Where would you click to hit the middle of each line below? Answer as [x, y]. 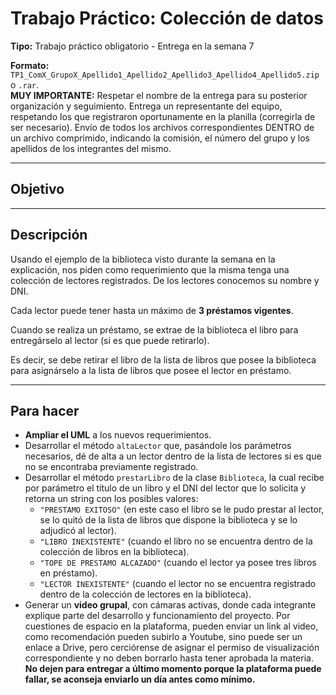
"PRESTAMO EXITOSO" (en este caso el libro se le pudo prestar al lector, [182, 509]
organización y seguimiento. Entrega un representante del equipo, [146, 106]
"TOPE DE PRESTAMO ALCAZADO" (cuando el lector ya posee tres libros [178, 563]
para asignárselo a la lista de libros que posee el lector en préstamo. [151, 370]
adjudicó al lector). [78, 531]
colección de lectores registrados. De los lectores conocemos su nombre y [165, 280]
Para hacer [45, 410]
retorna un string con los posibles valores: [111, 499]
